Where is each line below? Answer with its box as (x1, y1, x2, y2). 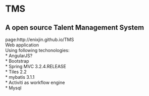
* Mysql (5, 85, 22, 91)
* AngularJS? (5, 53, 33, 59)
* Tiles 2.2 (5, 69, 27, 75)
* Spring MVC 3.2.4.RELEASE (5, 64, 67, 69)
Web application (5, 42, 39, 48)
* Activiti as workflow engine (5, 79, 65, 85)
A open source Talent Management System (5, 23, 144, 32)
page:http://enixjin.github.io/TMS (5, 36, 74, 42)
